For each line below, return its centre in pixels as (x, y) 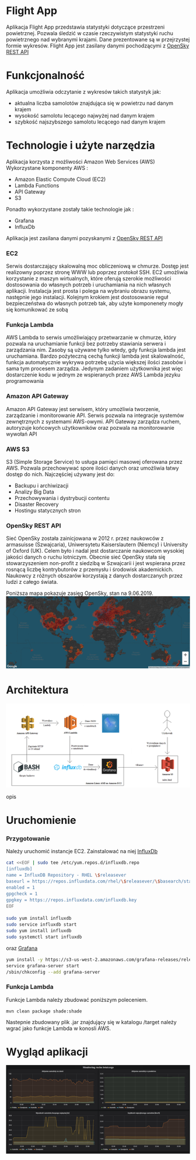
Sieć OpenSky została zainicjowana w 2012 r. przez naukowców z (85, 538)
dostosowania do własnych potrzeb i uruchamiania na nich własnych (88, 285)
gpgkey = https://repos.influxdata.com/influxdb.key (71, 900)
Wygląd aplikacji (47, 1052)
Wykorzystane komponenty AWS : (47, 167)
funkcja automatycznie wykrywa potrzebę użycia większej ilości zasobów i (96, 362)
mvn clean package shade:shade (44, 1011)
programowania (25, 381)
